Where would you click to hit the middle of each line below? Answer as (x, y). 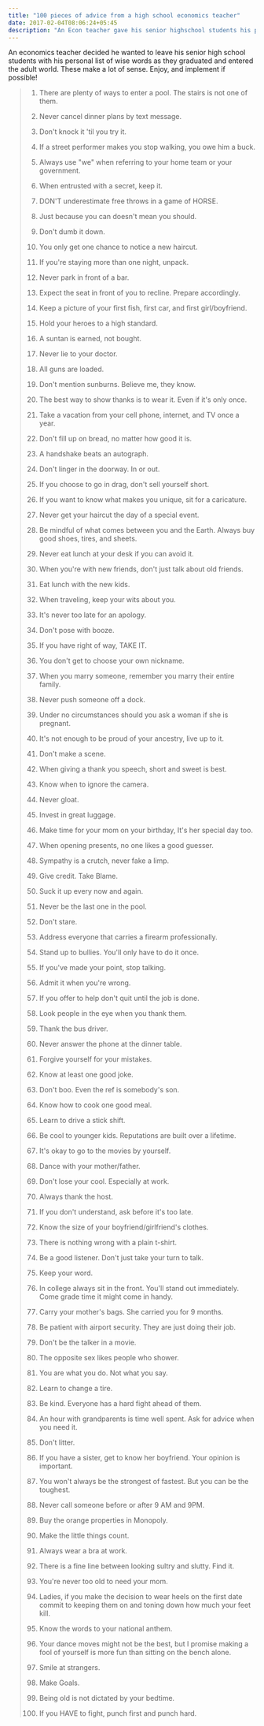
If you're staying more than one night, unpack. (114, 262)
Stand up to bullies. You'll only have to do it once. (119, 952)
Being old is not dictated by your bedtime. (107, 1698)
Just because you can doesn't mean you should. (118, 217)
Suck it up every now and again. (91, 891)
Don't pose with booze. (77, 631)
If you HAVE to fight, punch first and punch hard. (118, 1713)
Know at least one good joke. (86, 1075)
